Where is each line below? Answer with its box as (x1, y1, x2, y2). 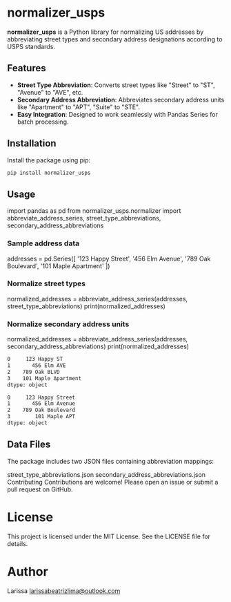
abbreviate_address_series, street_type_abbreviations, (7, 214, 161, 223)
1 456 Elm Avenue (7, 400, 76, 407)
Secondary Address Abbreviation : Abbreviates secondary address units (17, 95, 225, 104)
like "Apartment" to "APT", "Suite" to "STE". (17, 102, 140, 111)
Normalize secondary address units (7, 319, 130, 329)
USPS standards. (7, 42, 55, 50)
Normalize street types (7, 279, 86, 288)
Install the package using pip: (7, 156, 91, 164)
